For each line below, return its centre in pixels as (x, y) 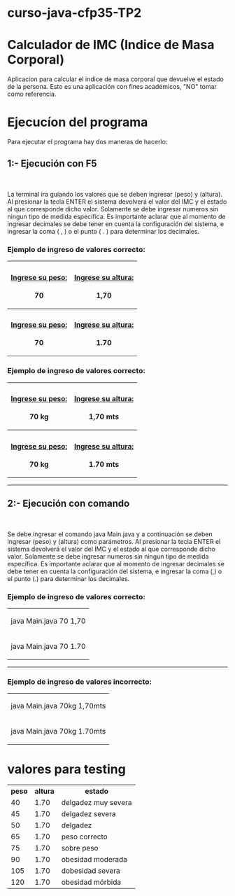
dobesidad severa (91, 871)
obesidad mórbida (91, 882)
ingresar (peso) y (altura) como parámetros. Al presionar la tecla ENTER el (114, 541)
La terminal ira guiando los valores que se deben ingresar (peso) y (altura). (115, 194)
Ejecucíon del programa (78, 122)
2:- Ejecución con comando (69, 504)
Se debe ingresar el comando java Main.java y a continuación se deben (110, 534)
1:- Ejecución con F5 (52, 163)
